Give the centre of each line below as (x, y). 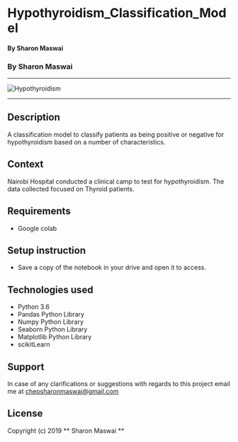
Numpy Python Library (50, 322)
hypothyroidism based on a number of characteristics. (86, 142)
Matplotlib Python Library (55, 337)
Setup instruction (47, 250)
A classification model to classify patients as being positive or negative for (116, 134)
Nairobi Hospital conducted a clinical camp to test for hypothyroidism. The (116, 181)
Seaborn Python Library (52, 329)
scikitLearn (34, 344)
